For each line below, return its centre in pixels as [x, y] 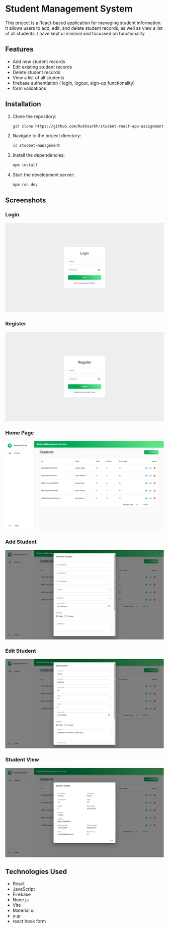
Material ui [23, 910]
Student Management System [69, 9]
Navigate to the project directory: [47, 136]
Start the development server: [44, 175]
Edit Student [21, 651]
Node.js [21, 900]
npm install [25, 165]
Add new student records [39, 62]
